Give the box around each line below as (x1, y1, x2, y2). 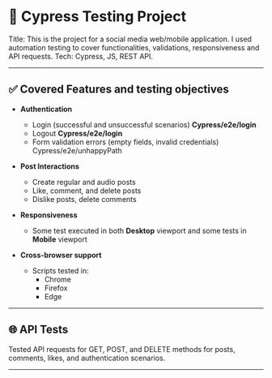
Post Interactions (19, 161, 79, 171)
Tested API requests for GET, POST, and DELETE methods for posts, (8, 344, 236, 354)
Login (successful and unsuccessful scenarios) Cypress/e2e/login (32, 119, 257, 129)
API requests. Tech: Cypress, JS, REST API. (8, 51, 154, 61)
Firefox (44, 283, 68, 293)
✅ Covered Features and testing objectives (8, 83, 229, 97)
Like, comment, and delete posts (32, 186, 142, 195)
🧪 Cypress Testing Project (8, 7, 187, 26)
